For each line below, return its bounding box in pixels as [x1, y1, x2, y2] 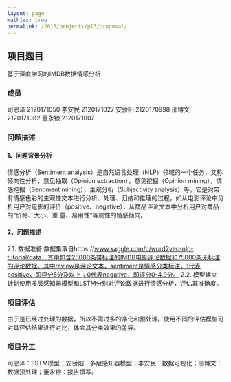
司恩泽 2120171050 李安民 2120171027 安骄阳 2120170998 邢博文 [7, 105, 190, 114]
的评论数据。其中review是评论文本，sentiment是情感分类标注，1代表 [7, 262, 201, 270]
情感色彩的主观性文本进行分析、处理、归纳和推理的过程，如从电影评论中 [12, 193, 218, 202]
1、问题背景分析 [7, 151, 53, 159]
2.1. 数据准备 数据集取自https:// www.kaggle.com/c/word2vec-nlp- [7, 244, 194, 253]
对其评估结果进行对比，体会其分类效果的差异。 [7, 323, 140, 332]
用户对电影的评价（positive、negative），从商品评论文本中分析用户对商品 [12, 202, 220, 211]
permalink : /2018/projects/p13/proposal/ [7, 23, 128, 30]
